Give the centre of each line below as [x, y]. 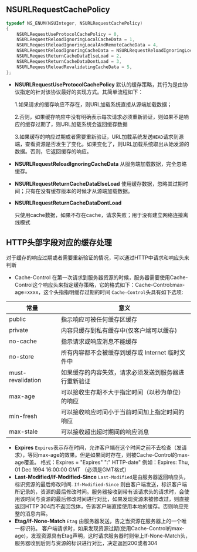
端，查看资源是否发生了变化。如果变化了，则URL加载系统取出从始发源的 [102, 144]
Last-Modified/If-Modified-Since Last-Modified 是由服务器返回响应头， [101, 477]
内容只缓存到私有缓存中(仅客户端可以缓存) [119, 330]
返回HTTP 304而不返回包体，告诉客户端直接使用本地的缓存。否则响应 [99, 506]
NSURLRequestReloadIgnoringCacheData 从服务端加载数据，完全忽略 [101, 163]
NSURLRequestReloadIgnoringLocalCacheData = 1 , [76, 40]
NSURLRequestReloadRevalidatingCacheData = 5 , [74, 67]
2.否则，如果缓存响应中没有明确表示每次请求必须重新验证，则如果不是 [99, 116]
